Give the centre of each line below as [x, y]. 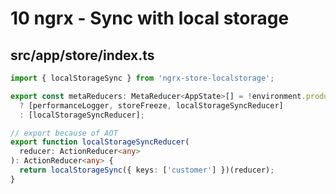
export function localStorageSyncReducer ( [100, 142]
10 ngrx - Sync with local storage [150, 18]
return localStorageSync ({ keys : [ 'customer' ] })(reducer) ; [147, 170]
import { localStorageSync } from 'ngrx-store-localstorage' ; [142, 78]
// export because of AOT [64, 133]
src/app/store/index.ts [82, 55]
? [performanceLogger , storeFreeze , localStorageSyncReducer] [151, 105]
